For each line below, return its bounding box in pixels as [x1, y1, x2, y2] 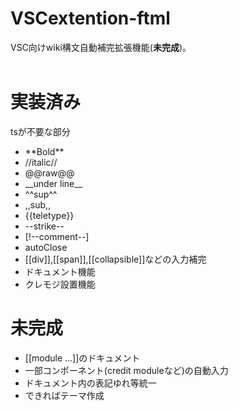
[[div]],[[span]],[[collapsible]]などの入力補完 [24, 253, 207, 265]
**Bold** [24, 145, 65, 157]
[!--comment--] [24, 230, 90, 242]
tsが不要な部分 [10, 125, 71, 137]
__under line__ [24, 177, 83, 189]
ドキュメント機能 [24, 265, 96, 277]
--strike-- [24, 220, 65, 232]
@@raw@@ [24, 167, 75, 179]
